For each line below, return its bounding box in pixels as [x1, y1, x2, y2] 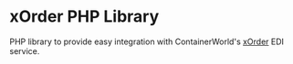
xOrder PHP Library [9, 6, 160, 27]
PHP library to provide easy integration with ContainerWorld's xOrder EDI [9, 36, 285, 47]
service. [9, 45, 40, 56]
